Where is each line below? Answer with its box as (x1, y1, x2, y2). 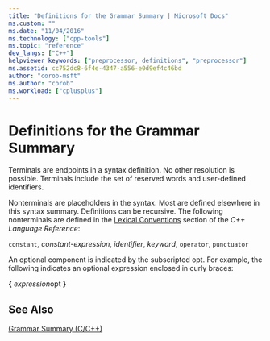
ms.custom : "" (8, 19, 56, 27)
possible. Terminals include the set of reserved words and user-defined (8, 174, 246, 184)
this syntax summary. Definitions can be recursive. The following (8, 206, 223, 216)
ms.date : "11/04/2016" (8, 27, 85, 35)
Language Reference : (8, 223, 81, 234)
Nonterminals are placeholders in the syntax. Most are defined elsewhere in (8, 198, 260, 208)
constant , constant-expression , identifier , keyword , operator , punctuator (8, 239, 249, 249)
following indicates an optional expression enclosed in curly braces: (8, 264, 234, 273)
